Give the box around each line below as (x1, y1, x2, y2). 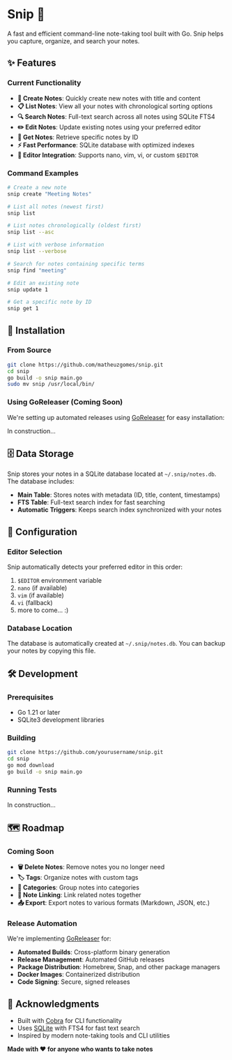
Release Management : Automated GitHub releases (17, 955, 165, 964)
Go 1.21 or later (17, 709, 61, 717)
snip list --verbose (7, 248, 68, 255)
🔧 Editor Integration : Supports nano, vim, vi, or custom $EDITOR (17, 150, 199, 159)
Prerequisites (7, 692, 54, 702)
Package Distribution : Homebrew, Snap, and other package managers (17, 963, 221, 971)
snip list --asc (7, 228, 54, 236)
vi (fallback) (17, 599, 54, 607)
